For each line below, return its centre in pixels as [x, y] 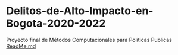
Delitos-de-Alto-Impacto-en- [80, 11]
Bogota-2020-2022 [56, 23]
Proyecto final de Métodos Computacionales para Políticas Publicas [89, 40]
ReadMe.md [21, 46]
